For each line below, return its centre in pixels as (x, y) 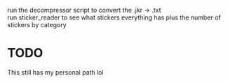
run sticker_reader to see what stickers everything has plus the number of (114, 17)
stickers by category (37, 25)
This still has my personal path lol (55, 72)
